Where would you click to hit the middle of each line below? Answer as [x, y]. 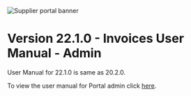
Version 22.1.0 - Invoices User [96, 39]
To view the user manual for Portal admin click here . [82, 86]
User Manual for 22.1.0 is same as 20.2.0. [67, 72]
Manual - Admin [54, 54]
